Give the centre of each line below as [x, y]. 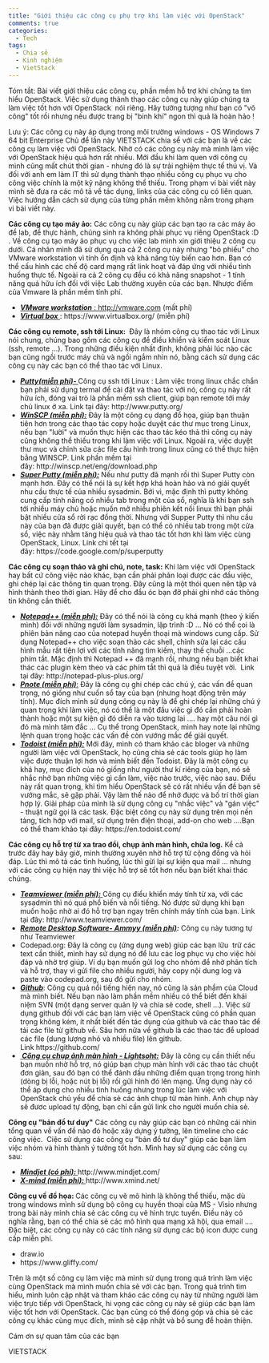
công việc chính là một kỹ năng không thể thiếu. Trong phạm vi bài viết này [132, 183]
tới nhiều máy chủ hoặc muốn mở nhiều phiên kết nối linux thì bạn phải [136, 509]
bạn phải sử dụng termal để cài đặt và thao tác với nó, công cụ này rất [135, 389]
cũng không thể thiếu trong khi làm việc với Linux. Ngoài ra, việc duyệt [136, 440]
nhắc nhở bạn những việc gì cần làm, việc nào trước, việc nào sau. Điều [138, 778]
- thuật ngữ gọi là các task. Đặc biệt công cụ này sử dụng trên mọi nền [137, 812]
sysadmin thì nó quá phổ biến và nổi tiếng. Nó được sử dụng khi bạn [132, 903]
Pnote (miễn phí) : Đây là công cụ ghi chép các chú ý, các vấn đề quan [137, 684]
